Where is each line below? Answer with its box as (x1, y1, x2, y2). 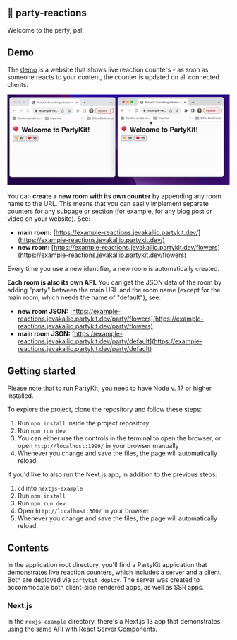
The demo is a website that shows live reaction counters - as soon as (7, 65, 209, 74)
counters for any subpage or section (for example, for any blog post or (7, 207, 213, 215)
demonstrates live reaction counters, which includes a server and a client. (7, 568, 222, 577)
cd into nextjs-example (17, 484, 83, 492)
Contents (7, 542, 49, 554)
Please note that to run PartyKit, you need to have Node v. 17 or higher (7, 384, 212, 392)
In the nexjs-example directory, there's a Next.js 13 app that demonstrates (7, 617, 221, 625)
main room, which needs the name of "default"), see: (7, 293, 162, 302)
